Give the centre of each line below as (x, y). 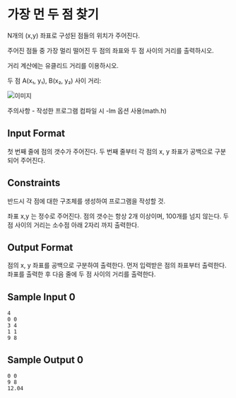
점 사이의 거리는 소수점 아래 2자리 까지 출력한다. (73, 224)
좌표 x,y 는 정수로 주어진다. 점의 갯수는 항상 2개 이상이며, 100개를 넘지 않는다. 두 (118, 216)
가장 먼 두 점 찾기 (53, 15)
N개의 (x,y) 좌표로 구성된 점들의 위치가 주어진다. (73, 35)
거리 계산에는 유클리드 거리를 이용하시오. (63, 65)
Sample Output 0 (45, 359)
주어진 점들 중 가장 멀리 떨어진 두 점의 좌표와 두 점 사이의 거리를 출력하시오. (111, 50)
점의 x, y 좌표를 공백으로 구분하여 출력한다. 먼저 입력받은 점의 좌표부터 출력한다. (117, 266)
